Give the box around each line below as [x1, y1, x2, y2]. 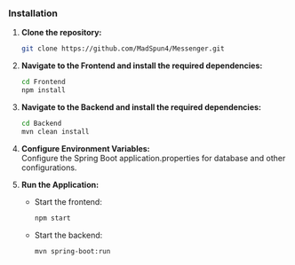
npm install [20, 86, 66, 95]
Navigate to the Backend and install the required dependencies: [20, 101, 262, 113]
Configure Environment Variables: [20, 143, 150, 153]
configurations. [20, 162, 77, 173]
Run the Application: [20, 179, 100, 190]
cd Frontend [20, 78, 66, 87]
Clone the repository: [20, 27, 102, 38]
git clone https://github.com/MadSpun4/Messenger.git [20, 44, 225, 53]
